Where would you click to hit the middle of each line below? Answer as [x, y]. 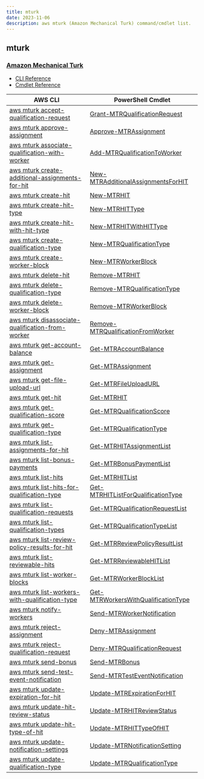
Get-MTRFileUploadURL [125, 384]
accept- [53, 110]
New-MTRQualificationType [130, 244]
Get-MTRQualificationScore [130, 411]
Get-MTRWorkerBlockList [127, 578]
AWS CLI [46, 100]
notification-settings [39, 750]
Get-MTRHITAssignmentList [131, 446]
